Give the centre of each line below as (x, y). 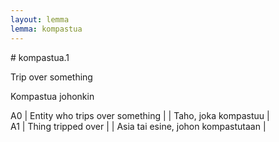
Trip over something (51, 77)
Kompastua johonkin (52, 96)
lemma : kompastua (46, 29)
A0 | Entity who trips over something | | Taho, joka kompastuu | (140, 115)
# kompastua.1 (40, 57)
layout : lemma (40, 19)
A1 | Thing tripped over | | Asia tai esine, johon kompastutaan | (138, 126)
